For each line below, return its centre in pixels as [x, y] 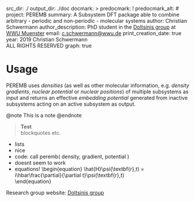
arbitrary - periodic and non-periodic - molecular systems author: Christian [97, 21]
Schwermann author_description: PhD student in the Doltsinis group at [91, 27]
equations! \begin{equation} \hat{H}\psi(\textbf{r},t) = [79, 169]
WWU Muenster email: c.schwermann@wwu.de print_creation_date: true [94, 33]
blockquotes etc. [41, 133]
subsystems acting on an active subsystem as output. [71, 104]
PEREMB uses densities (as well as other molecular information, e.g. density [98, 85]
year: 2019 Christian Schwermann [47, 39]
